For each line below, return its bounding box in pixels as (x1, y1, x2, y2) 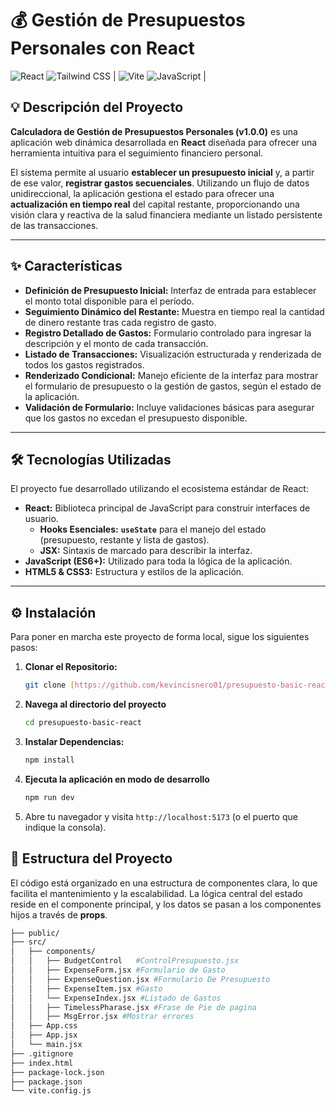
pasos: (10, 642, 38, 654)
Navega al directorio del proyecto (24, 698, 167, 711)
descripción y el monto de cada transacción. (24, 337, 209, 349)
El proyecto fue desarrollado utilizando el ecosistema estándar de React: (10, 483, 309, 495)
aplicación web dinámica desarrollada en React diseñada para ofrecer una (10, 136, 318, 148)
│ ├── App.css (10, 1021, 78, 1031)
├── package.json (10, 1077, 83, 1087)
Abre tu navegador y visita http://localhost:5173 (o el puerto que (24, 810, 298, 822)
